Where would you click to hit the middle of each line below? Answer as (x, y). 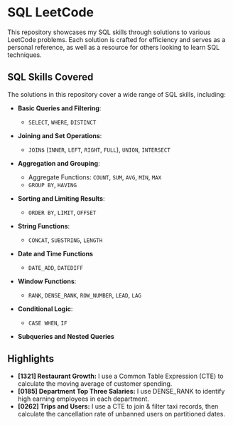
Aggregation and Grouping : (59, 163)
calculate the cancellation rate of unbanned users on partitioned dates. (121, 414)
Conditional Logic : (45, 309)
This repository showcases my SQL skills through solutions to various (109, 32)
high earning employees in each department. (83, 399)
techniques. (25, 55)
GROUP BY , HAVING (52, 184)
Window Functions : (47, 281)
